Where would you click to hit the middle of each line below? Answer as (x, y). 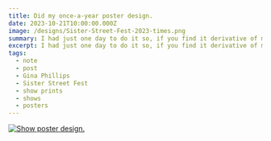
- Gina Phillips (43, 76)
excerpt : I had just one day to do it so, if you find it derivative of (133, 46)
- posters (32, 106)
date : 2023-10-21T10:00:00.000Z (63, 23)
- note (27, 61)
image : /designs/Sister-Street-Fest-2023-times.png (97, 31)
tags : (17, 53)
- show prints (39, 91)
